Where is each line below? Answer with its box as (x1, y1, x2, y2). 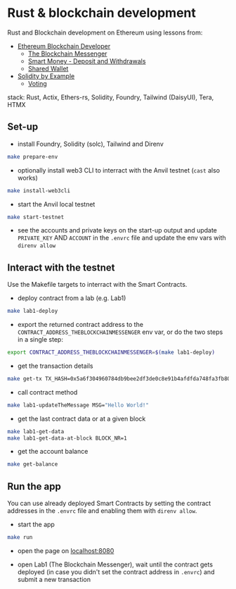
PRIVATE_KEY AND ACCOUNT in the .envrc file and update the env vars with (17, 234, 226, 242)
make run (7, 534, 33, 541)
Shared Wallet (27, 64, 69, 73)
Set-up (7, 121, 39, 133)
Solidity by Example (17, 72, 75, 80)
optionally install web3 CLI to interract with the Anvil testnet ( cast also (17, 166, 220, 174)
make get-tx (7, 375, 42, 382)
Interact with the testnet (7, 261, 115, 273)
